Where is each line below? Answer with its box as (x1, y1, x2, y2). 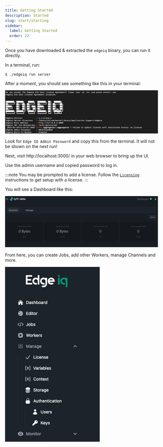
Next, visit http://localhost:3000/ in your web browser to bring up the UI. (5, 153, 149, 159)
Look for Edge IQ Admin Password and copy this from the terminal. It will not (5, 139, 155, 144)
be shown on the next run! (5, 143, 58, 149)
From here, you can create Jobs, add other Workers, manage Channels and (5, 252, 156, 258)
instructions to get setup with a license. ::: (5, 177, 89, 183)
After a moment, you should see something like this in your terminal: (5, 81, 141, 86)
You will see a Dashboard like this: (5, 186, 74, 192)
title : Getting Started (5, 8, 53, 13)
